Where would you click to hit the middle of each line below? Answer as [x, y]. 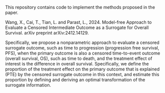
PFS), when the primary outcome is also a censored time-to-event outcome [83, 53]
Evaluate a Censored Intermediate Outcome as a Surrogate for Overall [77, 27]
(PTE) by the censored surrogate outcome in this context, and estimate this [82, 74]
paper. [12, 12]
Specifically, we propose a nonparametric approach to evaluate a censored [82, 42]
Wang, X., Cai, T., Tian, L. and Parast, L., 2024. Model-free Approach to [79, 22]
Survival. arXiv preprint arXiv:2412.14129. [47, 33]
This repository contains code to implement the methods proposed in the [80, 7]
